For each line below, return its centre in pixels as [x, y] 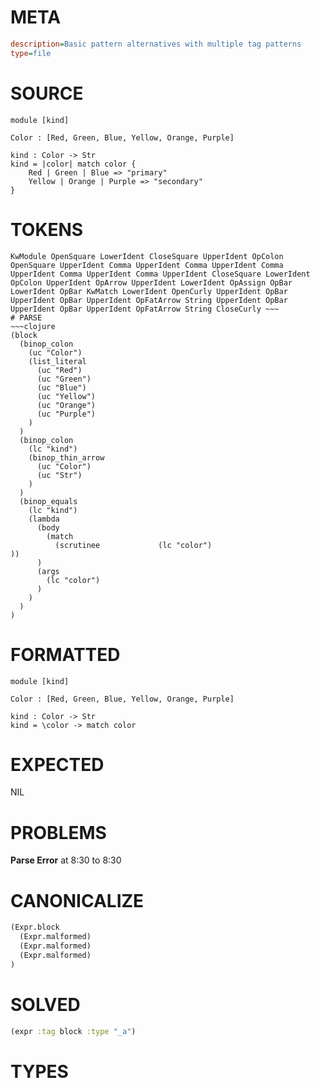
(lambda [44, 519]
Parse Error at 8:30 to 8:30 [66, 860]
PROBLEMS [58, 832]
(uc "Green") [64, 379]
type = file [31, 53]
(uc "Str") [59, 475]
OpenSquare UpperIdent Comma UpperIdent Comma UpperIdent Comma [147, 265]
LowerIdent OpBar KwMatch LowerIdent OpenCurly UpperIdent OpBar [149, 291]
